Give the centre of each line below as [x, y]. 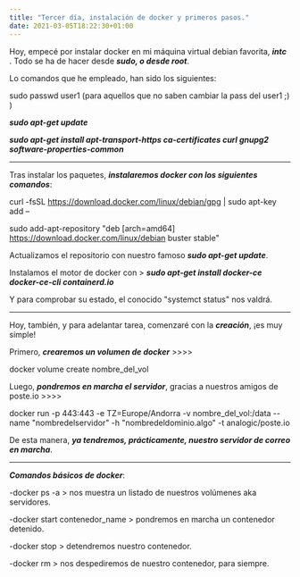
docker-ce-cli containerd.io [62, 281]
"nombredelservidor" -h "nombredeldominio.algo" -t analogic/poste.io [161, 422]
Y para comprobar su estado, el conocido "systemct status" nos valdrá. [141, 299]
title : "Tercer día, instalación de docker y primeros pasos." [129, 17]
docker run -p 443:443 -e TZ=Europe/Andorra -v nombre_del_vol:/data [140, 413]
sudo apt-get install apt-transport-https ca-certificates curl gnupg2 [139, 139]
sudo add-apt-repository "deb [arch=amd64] [92, 228]
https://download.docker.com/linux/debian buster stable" [115, 238]
